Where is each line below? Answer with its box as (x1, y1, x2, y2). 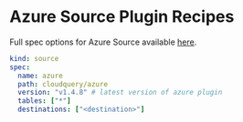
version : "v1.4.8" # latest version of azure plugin (17, 88, 223, 97)
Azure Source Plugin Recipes (9, 6, 235, 27)
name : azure (17, 71, 64, 80)
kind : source (9, 54, 59, 63)
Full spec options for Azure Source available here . (9, 36, 197, 47)
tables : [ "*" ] (17, 97, 71, 106)
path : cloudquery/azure (17, 79, 108, 88)
